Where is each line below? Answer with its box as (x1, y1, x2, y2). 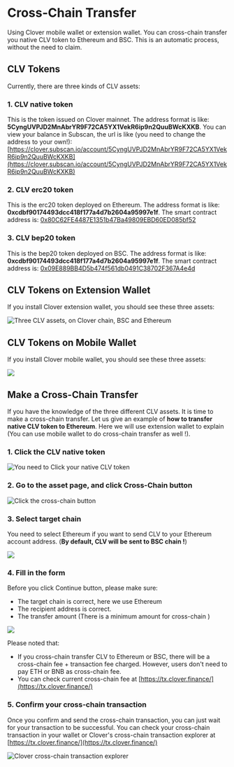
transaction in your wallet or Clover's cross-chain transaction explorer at (7, 731, 216, 739)
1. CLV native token (7, 99, 73, 109)
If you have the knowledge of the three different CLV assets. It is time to (7, 408, 214, 416)
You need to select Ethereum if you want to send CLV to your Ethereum (7, 530, 212, 538)
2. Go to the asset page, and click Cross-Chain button (7, 481, 193, 490)
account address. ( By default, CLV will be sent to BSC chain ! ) (7, 537, 187, 546)
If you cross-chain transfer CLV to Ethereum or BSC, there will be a (17, 653, 210, 661)
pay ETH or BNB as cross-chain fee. (17, 668, 122, 676)
